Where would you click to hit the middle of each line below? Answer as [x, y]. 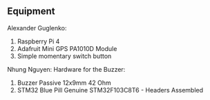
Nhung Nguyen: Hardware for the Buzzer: [66, 69]
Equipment [31, 11]
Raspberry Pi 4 [38, 41]
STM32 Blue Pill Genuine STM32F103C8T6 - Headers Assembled [110, 90]
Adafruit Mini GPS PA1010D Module [67, 48]
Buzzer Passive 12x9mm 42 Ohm [64, 83]
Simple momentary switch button [64, 56]
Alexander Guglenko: [37, 28]
